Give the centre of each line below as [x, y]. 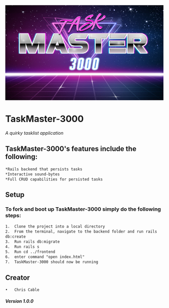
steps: [13, 216]
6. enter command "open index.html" [45, 257]
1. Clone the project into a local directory [55, 227]
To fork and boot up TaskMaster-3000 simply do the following [83, 209]
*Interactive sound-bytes [32, 174]
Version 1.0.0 [19, 301]
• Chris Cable [22, 290]
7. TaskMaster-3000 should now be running [52, 262]
